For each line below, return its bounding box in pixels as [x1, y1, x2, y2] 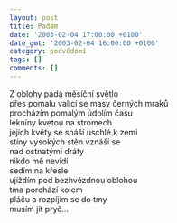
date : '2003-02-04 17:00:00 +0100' [9, 30, 144, 39]
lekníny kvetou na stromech [9, 116, 113, 127]
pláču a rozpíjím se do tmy [9, 193, 107, 204]
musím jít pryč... [9, 203, 70, 214]
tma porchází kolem [9, 184, 83, 195]
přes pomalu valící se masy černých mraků [9, 98, 169, 108]
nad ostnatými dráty [9, 145, 84, 156]
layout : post [9, 13, 59, 23]
